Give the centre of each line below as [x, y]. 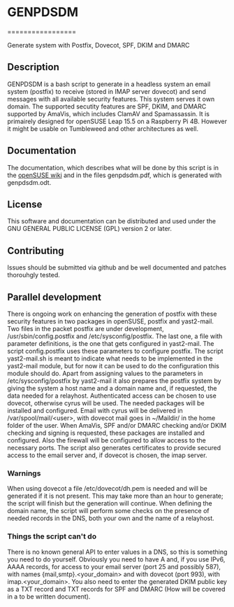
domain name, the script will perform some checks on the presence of [108, 511]
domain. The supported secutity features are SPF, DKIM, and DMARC [107, 106]
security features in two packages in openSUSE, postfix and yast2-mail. [111, 321]
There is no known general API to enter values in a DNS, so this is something [117, 552]
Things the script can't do [52, 536]
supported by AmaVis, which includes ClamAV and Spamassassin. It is [108, 113]
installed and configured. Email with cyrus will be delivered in [95, 411]
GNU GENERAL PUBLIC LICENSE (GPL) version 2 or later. [90, 229]
